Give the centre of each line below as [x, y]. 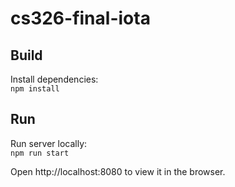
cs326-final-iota [80, 18]
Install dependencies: [54, 79]
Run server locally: [49, 143]
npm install [35, 89]
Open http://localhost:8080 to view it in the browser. [118, 171]
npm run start [40, 153]
